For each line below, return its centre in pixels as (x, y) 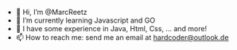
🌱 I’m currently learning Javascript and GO (85, 20)
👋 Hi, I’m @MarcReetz (51, 12)
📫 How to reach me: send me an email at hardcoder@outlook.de (122, 37)
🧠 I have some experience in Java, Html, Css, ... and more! (111, 29)
